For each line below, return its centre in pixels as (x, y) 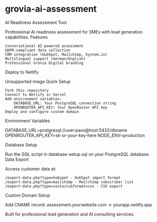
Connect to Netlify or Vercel (36, 94)
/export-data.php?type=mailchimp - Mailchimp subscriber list (69, 182)
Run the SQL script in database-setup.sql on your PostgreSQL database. (78, 154)
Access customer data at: (31, 168)
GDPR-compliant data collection (38, 50)
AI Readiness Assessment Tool (36, 22)
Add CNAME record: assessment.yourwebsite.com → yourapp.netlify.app (78, 204)
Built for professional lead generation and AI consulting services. (70, 214)
